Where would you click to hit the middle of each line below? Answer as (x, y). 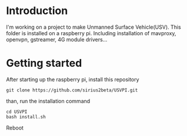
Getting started (44, 63)
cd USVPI (17, 112)
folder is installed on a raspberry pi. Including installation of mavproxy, (91, 33)
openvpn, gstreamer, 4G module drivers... (57, 39)
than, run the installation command (48, 101)
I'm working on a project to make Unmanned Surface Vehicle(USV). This (93, 27)
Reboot (15, 128)
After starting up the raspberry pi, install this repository (73, 79)
